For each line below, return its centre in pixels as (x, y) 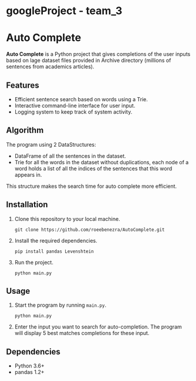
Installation (27, 205)
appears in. (28, 174)
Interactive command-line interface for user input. (75, 105)
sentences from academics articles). (50, 67)
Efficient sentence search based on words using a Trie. (81, 99)
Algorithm (25, 130)
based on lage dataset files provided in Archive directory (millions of (89, 61)
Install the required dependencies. (56, 240)
